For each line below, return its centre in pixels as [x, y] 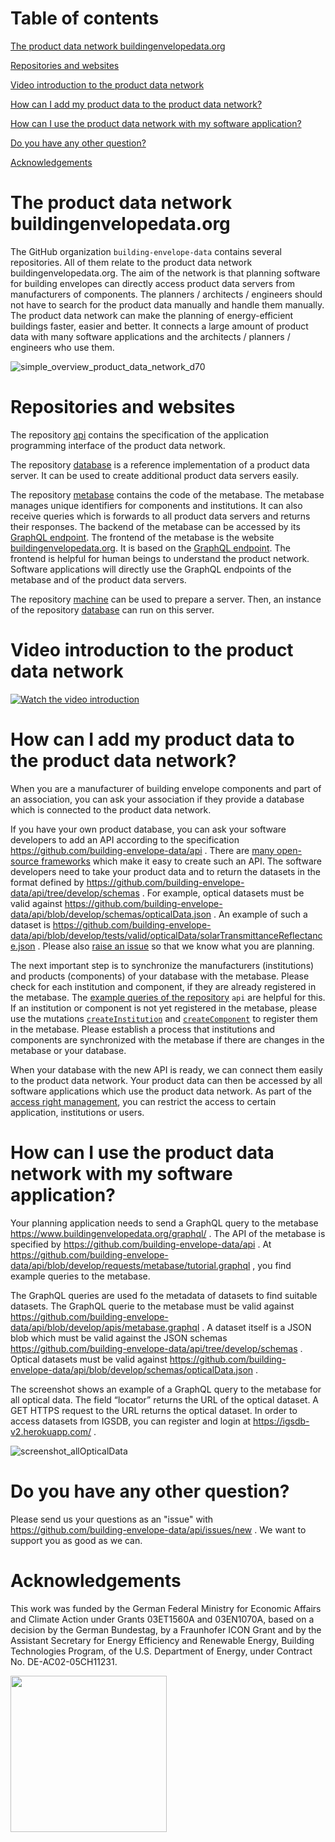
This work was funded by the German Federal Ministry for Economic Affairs [166, 1608]
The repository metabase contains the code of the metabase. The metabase [167, 494]
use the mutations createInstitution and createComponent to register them [164, 1018]
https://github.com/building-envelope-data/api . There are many [142, 850]
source [25, 861]
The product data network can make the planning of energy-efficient [152, 315]
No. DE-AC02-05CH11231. [64, 1661]
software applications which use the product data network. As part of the [161, 1091]
